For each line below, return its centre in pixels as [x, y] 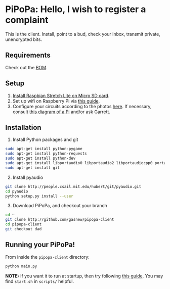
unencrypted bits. [24, 39]
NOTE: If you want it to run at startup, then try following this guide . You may [84, 276]
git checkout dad [24, 229]
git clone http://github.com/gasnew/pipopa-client [60, 220]
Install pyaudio [28, 177]
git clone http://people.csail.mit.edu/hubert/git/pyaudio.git [73, 186]
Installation [23, 127]
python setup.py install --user [39, 196]
